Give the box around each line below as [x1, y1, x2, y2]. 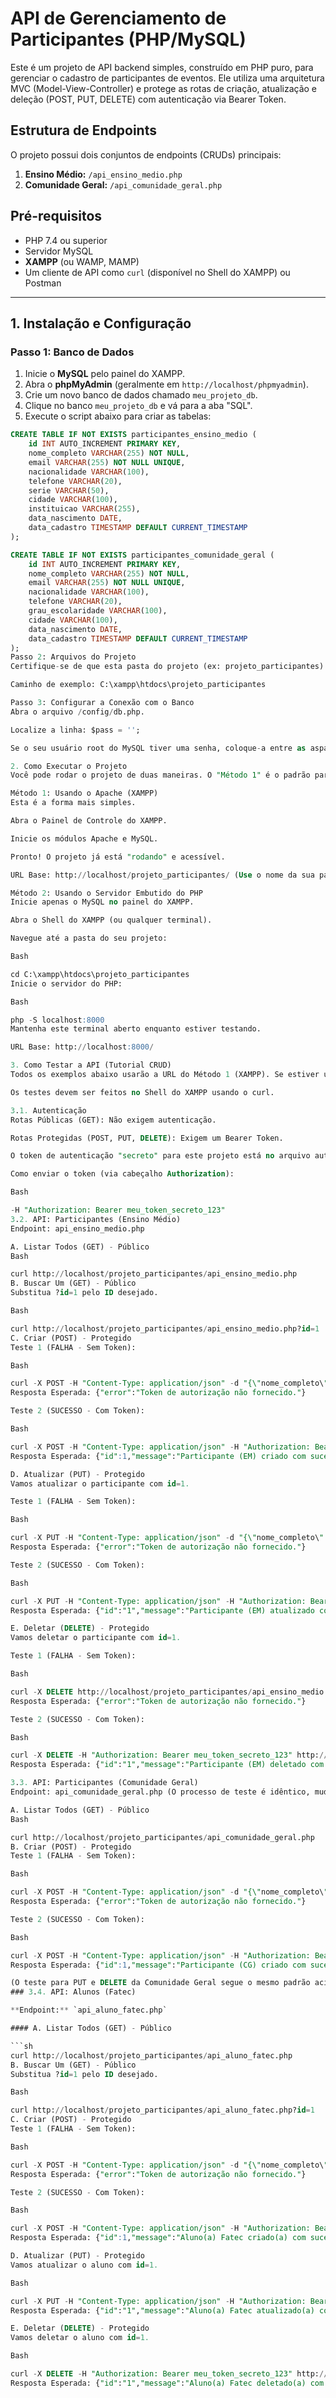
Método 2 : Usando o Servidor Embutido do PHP [10, 888, 203, 898]
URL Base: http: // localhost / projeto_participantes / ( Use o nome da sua [10, 870, 315, 880]
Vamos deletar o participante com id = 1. [10, 1633, 182, 1643]
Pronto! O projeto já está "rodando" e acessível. [10, 852, 226, 862]
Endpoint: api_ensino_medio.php [10, 1223, 145, 1234]
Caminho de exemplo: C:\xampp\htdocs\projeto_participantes [10, 680, 267, 690]
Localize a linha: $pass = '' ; [10, 725, 141, 735]
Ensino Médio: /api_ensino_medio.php [24, 168, 183, 180]
